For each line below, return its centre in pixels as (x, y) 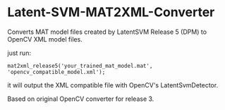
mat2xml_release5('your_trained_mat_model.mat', (80, 66)
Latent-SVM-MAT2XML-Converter (111, 12)
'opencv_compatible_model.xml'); (56, 72)
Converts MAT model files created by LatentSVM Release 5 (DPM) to (107, 32)
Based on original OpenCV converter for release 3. (81, 99)
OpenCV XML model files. (45, 39)
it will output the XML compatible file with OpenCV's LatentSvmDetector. (113, 85)
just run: (19, 53)
